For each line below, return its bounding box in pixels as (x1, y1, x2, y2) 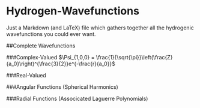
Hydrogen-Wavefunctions (6, 4, 140, 18)
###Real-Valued (6, 71, 46, 79)
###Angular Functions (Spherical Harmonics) (6, 83, 118, 91)
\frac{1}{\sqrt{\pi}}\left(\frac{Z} (95, 53, 173, 61)
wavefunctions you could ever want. (6, 30, 96, 37)
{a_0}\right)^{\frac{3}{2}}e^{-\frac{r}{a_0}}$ (6, 60, 116, 67)
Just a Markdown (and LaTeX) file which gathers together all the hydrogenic (6, 24, 194, 31)
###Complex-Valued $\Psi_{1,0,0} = (6, 53, 95, 61)
